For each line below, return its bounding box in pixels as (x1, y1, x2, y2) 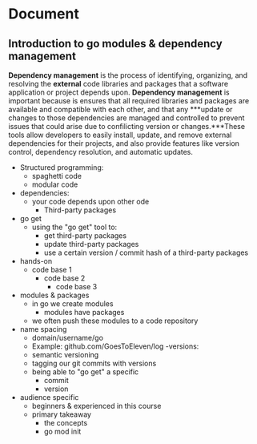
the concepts (43, 418, 88, 427)
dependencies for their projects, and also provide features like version (8, 139, 240, 148)
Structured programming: (19, 163, 104, 172)
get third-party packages (43, 231, 126, 240)
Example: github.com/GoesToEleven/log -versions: (31, 341, 199, 351)
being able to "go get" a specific (31, 367, 139, 377)
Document (8, 5, 80, 23)
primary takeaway (31, 410, 92, 419)
